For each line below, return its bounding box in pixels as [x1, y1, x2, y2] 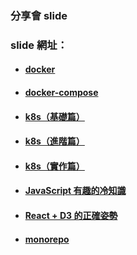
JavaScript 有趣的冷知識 [24, 185, 127, 197]
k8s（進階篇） [24, 135, 85, 147]
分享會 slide [10, 8, 68, 22]
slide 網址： [10, 38, 68, 52]
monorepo [24, 233, 70, 245]
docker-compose [24, 87, 99, 99]
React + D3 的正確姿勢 [24, 210, 118, 221]
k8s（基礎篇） [24, 110, 85, 122]
